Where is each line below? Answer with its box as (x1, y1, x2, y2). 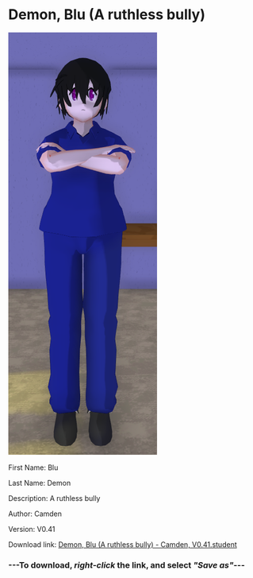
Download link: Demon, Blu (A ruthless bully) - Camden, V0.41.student (8, 539, 237, 549)
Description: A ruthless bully (8, 493, 101, 502)
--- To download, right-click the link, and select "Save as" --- (8, 559, 246, 570)
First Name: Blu (8, 463, 59, 472)
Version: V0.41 (8, 524, 56, 533)
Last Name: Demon (8, 478, 71, 487)
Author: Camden (8, 509, 62, 518)
